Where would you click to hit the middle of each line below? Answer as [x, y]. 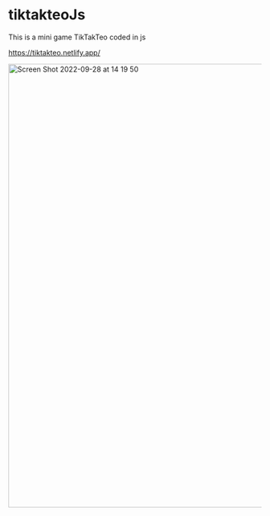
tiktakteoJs [47, 15]
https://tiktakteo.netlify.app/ [54, 52]
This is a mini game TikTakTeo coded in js [77, 37]
